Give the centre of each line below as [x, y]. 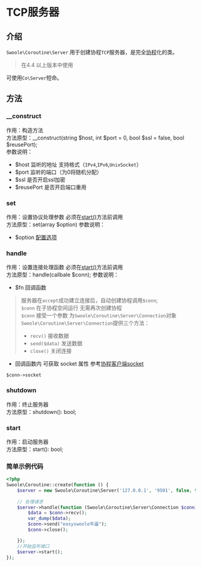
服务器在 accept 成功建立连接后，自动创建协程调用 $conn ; [89, 300]
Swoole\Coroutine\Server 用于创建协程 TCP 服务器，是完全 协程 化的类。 [92, 52]
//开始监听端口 [33, 546]
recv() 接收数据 [49, 336]
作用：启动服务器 [27, 442]
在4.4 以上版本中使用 [47, 65]
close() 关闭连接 [51, 351]
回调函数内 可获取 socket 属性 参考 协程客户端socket [79, 364]
